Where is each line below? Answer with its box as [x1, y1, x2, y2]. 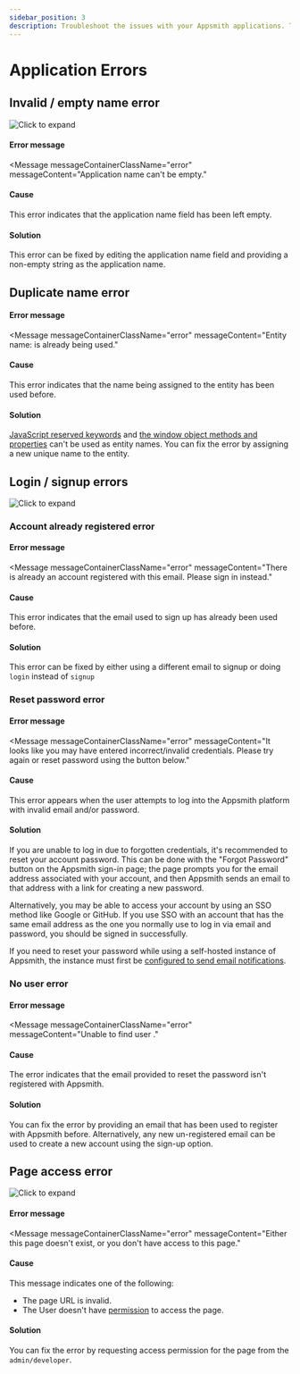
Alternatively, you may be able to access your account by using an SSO [9, 900, 272, 910]
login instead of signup [9, 671, 96, 682]
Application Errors [9, 60, 148, 80]
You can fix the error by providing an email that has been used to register [9, 1118, 279, 1130]
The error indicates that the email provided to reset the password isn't [9, 1069, 267, 1080]
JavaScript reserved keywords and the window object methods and [9, 430, 258, 440]
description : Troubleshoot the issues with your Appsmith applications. [9, 21, 286, 30]
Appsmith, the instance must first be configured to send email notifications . [9, 955, 287, 966]
